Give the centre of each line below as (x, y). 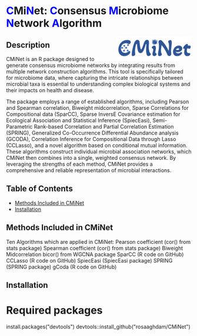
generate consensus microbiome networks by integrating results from (91, 65)
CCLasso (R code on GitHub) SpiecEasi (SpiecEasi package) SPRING (89, 260)
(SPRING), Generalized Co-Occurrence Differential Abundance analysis (92, 133)
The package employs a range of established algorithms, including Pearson (98, 102)
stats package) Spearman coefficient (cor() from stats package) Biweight (95, 248)
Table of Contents (40, 189)
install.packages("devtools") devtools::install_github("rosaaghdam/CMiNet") (98, 327)
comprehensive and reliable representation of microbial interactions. (89, 170)
